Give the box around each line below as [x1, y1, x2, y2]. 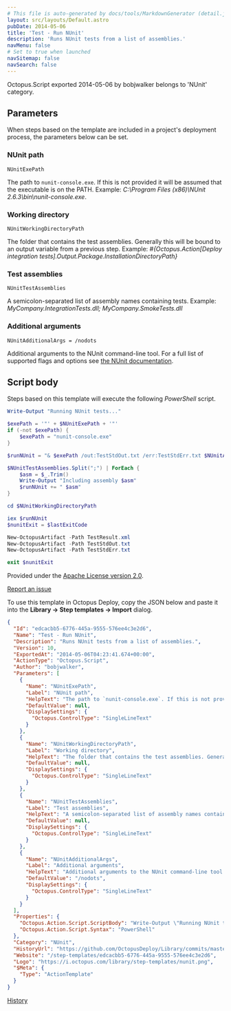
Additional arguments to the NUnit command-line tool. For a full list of [7, 349, 204, 357]
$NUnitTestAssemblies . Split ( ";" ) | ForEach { [7, 464, 140, 472]
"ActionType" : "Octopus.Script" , [13, 657, 109, 665]
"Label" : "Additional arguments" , [25, 862, 125, 869]
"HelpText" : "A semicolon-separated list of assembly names [25, 811, 201, 818]
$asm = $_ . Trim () [19, 471, 69, 478]
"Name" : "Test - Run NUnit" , [13, 632, 97, 638]
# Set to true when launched [7, 49, 91, 56]
